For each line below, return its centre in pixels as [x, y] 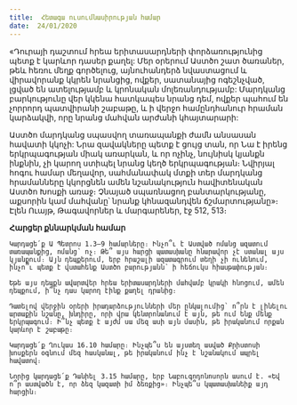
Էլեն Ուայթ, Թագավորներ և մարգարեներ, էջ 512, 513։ [118, 210]
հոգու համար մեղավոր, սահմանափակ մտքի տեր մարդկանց [136, 172]
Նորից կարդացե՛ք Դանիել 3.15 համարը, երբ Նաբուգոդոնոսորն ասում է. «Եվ [144, 376]
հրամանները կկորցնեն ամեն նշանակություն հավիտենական [136, 182]
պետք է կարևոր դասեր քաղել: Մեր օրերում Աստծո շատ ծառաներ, [147, 61]
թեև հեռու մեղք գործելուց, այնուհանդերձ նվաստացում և [128, 70]
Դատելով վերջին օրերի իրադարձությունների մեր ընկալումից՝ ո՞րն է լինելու [149, 306]
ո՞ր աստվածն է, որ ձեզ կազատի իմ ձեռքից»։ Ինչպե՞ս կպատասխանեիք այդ [139, 384]
